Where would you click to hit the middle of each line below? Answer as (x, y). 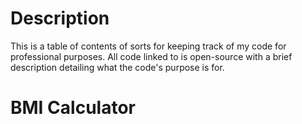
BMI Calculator (73, 108)
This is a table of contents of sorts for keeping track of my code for (148, 46)
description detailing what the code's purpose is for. (117, 67)
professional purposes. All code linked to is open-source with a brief (151, 56)
